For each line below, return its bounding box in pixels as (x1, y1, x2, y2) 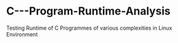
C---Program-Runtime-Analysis (6, 4, 171, 18)
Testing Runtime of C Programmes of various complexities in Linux (6, 24, 173, 31)
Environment (6, 30, 38, 38)
